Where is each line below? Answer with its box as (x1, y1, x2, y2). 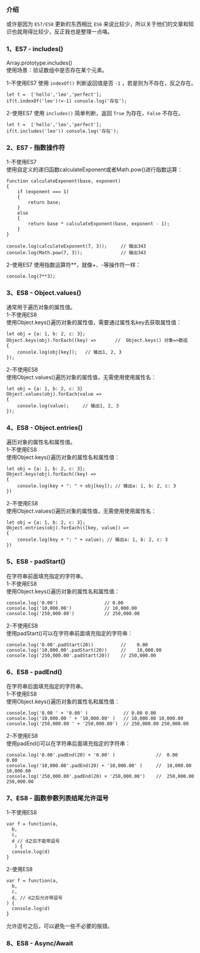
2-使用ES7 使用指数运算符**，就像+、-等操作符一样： (6, 261, 141, 268)
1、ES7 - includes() (6, 45, 64, 53)
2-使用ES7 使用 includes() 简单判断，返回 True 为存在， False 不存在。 (6, 109, 184, 116)
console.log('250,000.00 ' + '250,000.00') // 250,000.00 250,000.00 (6, 721, 189, 727)
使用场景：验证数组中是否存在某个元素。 (6, 66, 108, 74)
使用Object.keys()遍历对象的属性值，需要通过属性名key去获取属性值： (6, 319, 182, 326)
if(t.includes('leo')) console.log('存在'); (6, 128, 119, 134)
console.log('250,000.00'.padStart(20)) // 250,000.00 (6, 652, 156, 659)
